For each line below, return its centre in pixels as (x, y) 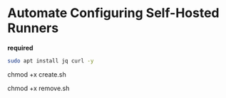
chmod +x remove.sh (38, 88)
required (20, 48)
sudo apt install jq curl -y (51, 61)
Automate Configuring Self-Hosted (113, 13)
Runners (33, 28)
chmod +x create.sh (37, 74)
